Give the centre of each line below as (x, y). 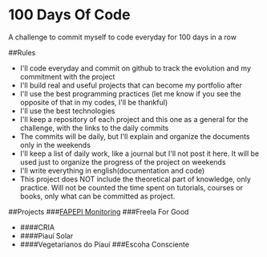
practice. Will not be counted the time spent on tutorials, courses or (131, 187)
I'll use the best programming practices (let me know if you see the (130, 93)
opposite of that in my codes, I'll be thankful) (94, 102)
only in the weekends (55, 145)
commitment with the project (67, 76)
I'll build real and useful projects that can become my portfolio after (131, 85)
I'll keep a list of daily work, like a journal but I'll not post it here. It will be (139, 153)
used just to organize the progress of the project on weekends (123, 161)
